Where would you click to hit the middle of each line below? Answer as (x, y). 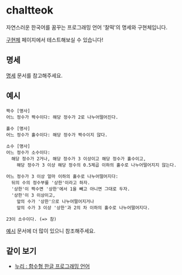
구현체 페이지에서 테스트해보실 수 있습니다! (55, 39)
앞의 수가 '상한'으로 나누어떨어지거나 (55, 201)
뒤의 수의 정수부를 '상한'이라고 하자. (51, 183)
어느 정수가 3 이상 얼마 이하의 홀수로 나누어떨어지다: (62, 176)
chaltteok (30, 10)
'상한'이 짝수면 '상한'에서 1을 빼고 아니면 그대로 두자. (71, 189)
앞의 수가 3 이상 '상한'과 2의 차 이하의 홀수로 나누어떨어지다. (83, 208)
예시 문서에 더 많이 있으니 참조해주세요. (51, 231)
